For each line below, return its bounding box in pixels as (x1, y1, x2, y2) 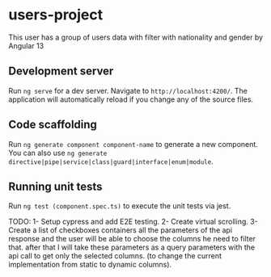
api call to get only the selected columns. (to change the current (8, 251, 222, 261)
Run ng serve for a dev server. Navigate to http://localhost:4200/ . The (8, 86, 248, 95)
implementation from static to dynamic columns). (8, 260, 172, 270)
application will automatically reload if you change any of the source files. (8, 94, 253, 104)
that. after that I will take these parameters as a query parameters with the (8, 242, 256, 252)
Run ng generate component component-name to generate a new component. (8, 139, 259, 149)
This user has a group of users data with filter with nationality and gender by (8, 32, 264, 42)
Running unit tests (8, 179, 103, 193)
